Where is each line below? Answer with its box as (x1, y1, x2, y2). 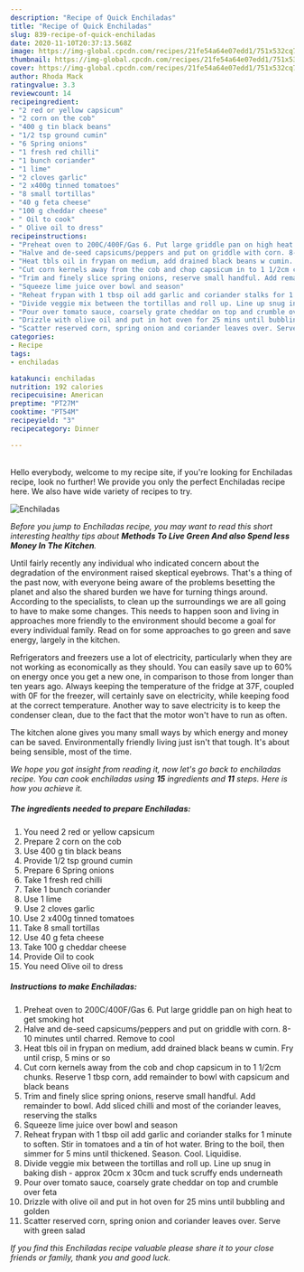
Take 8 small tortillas (23, 922, 100, 933)
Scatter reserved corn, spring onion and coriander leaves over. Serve (23, 1215, 281, 1226)
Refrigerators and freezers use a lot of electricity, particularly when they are (10, 651, 292, 662)
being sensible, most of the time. (10, 746, 133, 757)
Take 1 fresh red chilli (23, 874, 103, 885)
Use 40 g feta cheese (23, 931, 105, 942)
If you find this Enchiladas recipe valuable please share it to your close (10, 1242, 274, 1253)
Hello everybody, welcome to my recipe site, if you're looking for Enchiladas (10, 466, 293, 477)
